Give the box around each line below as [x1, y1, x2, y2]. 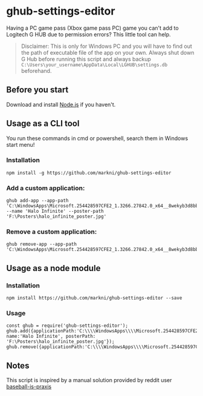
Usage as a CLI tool [6, 118, 80, 129]
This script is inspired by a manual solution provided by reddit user [6, 377, 172, 384]
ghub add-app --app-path [6, 198, 69, 204]
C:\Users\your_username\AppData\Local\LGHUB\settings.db [21, 62, 168, 68]
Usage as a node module [6, 263, 101, 274]
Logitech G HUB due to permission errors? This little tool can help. [6, 30, 171, 38]
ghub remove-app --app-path [6, 241, 77, 247]
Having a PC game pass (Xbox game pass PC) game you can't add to [6, 24, 179, 32]
